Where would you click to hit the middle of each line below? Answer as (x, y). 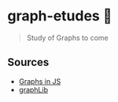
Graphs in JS (40, 81)
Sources (28, 62)
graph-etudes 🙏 (60, 16)
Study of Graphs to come (67, 38)
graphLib (33, 89)
